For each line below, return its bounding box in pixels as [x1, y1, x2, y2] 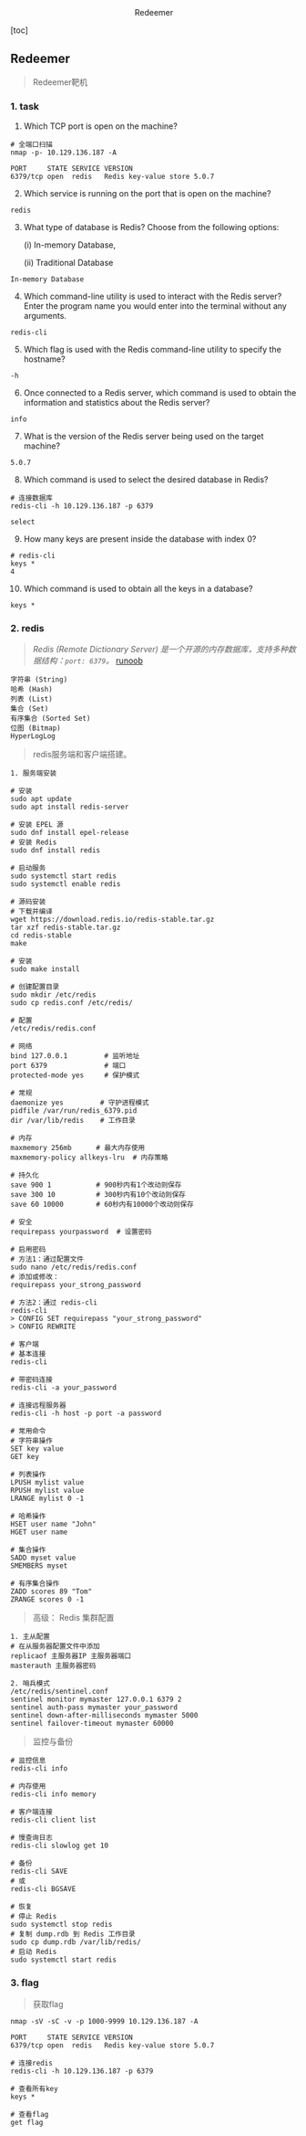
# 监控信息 [10, 1756, 46, 1765]
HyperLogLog [10, 732, 56, 741]
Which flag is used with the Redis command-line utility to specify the [23, 344, 281, 355]
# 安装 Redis [10, 838, 57, 847]
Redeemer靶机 [32, 76, 88, 88]
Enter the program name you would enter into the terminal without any [23, 301, 288, 312]
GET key [10, 1453, 40, 1462]
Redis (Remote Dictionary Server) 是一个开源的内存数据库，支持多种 [32, 644, 289, 655]
